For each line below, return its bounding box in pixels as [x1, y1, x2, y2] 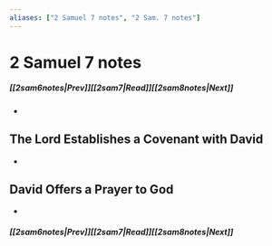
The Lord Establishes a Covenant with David [9, 132, 264, 147]
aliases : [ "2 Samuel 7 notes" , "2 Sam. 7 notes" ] [9, 13, 201, 23]
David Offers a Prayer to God [9, 182, 174, 197]
